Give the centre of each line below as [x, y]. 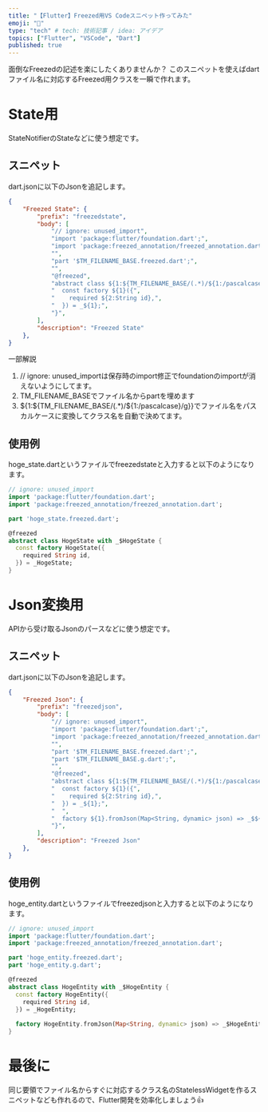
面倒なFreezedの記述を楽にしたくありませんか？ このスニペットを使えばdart [134, 70]
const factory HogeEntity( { [62, 994]
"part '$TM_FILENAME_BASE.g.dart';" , [114, 759]
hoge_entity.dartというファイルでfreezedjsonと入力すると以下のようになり [131, 903]
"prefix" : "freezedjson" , [80, 707]
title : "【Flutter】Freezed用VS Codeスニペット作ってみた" [100, 16]
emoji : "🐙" [26, 23]
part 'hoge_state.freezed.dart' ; [64, 519]
